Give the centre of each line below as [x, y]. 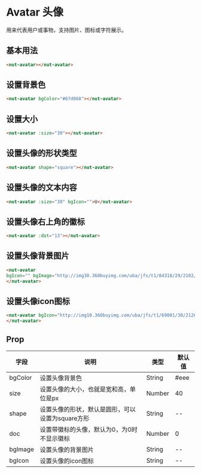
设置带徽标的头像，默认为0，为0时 [89, 429]
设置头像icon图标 [38, 301]
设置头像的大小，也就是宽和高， [85, 389]
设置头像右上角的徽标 [45, 222]
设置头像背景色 [61, 378]
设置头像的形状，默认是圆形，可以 [88, 409]
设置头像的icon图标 [67, 460]
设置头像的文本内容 [42, 188]
